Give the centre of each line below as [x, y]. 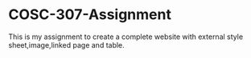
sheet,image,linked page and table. [66, 44]
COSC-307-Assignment [90, 15]
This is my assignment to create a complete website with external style [126, 37]
